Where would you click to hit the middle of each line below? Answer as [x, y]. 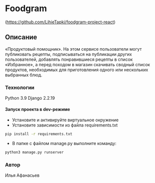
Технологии [20, 87]
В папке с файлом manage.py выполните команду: [64, 144]
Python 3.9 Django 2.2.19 [30, 98]
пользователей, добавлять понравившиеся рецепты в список [69, 59]
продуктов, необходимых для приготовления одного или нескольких [77, 70]
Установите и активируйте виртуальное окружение [65, 120]
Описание [21, 37]
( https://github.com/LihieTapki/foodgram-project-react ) [60, 22]
